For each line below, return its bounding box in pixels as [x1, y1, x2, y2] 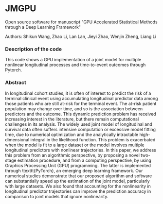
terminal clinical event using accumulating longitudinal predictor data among [5, 95, 158, 101]
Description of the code [5, 46, 62, 52]
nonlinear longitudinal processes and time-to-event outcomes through [5, 62, 146, 68]
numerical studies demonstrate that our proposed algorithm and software [5, 173, 152, 179]
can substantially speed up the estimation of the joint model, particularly [5, 178, 150, 184]
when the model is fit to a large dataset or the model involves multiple [5, 142, 145, 148]
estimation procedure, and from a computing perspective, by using [17, 157, 152, 163]
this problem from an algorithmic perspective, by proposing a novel [5, 152, 140, 158]
